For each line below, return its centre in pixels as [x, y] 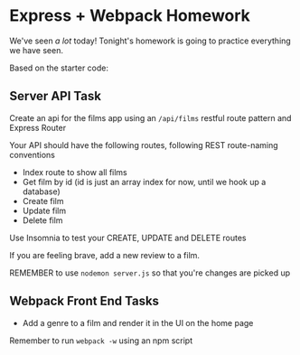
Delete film [42, 220]
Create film [43, 201]
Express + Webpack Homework [130, 16]
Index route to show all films [75, 172]
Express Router [37, 127]
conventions [33, 154]
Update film [44, 210]
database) [41, 192]
